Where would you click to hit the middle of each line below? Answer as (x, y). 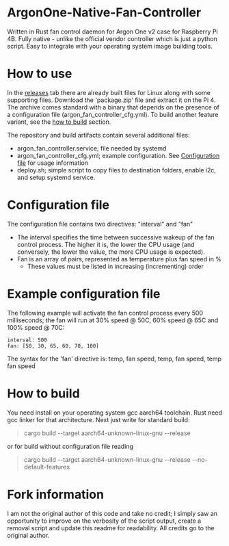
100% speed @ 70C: (36, 327)
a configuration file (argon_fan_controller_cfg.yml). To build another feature (113, 114)
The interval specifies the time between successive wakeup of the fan (116, 237)
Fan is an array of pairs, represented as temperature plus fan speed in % (119, 259)
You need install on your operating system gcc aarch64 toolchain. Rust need (114, 413)
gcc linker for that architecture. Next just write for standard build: (98, 419)
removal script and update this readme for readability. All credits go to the (111, 528)
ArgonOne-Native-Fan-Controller (104, 13)
